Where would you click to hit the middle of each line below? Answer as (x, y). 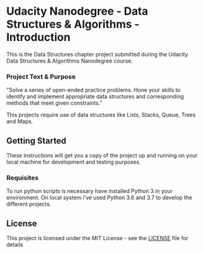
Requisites (22, 178)
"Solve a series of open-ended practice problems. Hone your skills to (94, 90)
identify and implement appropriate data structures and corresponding (95, 97)
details (15, 245)
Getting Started (36, 141)
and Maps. (20, 121)
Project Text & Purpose (41, 77)
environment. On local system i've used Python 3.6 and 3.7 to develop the (99, 198)
